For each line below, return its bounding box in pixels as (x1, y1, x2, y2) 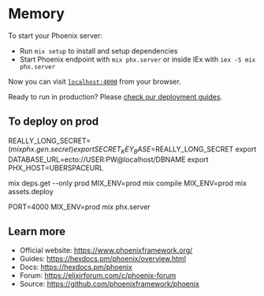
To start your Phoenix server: (8, 31, 102, 40)
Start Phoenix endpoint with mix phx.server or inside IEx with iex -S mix (19, 54, 256, 64)
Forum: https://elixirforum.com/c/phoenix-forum (19, 271, 177, 280)
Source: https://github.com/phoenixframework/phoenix (19, 279, 199, 289)
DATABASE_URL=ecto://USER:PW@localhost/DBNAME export (8, 155, 209, 164)
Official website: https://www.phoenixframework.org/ (19, 245, 193, 255)
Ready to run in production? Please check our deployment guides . (8, 92, 223, 101)
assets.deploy (8, 186, 54, 196)
